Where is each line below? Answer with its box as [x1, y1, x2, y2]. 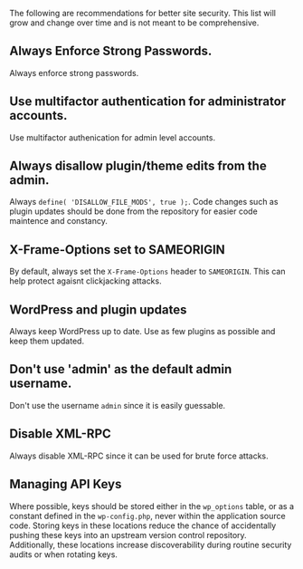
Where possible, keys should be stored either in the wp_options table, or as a [9, 500, 295, 511]
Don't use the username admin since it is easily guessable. [9, 400, 226, 410]
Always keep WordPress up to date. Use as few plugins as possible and [9, 326, 276, 337]
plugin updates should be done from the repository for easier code [9, 206, 258, 217]
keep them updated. [9, 335, 84, 347]
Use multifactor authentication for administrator [9, 94, 287, 110]
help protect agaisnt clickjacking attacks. [9, 275, 162, 286]
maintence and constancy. [9, 216, 109, 227]
